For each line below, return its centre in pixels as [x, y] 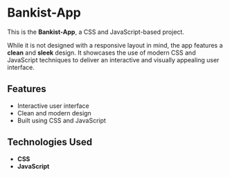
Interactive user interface [53, 106]
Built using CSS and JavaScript [61, 120]
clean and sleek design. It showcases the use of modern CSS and [101, 53]
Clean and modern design [54, 113]
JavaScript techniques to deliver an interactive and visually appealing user [113, 59]
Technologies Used [50, 142]
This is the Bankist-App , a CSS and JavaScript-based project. [96, 32]
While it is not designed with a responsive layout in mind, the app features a [115, 45]
